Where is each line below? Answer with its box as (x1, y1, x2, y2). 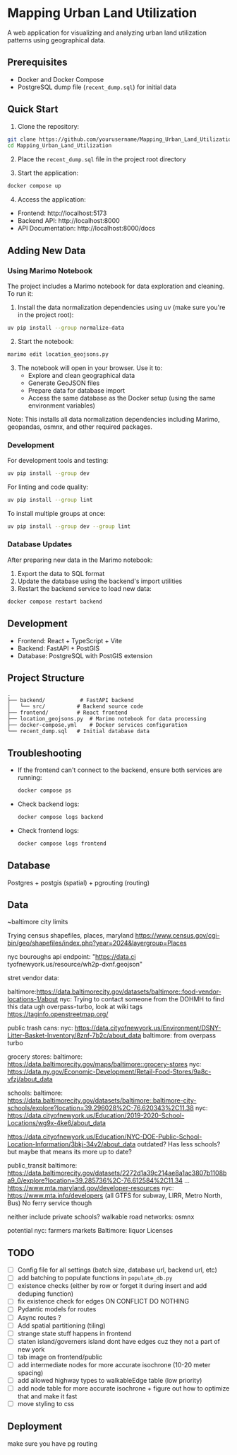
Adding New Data (7, 244, 86, 256)
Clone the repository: (17, 122, 80, 130)
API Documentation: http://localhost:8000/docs (17, 224, 156, 233)
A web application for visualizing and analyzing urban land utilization (7, 28, 207, 37)
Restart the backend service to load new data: (17, 584, 152, 592)
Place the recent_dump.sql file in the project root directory (17, 155, 186, 163)
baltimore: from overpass (142, 1031, 217, 1040)
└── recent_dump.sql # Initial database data (7, 727, 150, 735)
